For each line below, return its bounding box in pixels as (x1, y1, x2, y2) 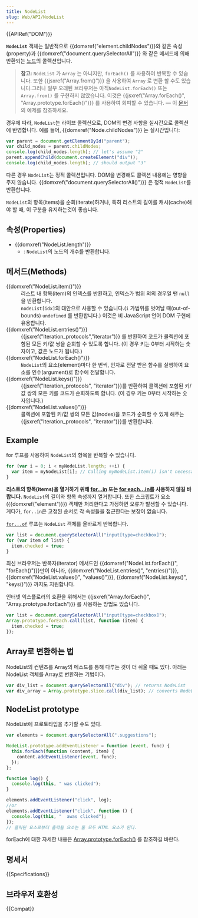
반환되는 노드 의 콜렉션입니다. (6, 57, 72, 64)
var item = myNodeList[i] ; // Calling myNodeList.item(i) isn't (11, 469, 173, 475)
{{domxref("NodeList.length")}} (14, 241, 91, 248)
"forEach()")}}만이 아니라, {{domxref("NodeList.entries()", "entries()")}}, (6, 567, 179, 574)
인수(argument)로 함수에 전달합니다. (31, 369, 116, 376)
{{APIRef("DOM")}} (6, 30, 53, 37)
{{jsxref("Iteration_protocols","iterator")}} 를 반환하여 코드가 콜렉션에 (21, 333, 183, 340)
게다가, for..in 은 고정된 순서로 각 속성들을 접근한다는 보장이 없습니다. (6, 508, 168, 515)
